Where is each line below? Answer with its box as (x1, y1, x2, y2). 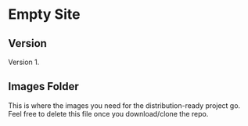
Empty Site (8, 5, 81, 23)
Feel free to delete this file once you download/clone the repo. (8, 109, 209, 118)
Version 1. (8, 57, 40, 67)
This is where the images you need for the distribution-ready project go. (8, 100, 241, 110)
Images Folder (8, 80, 80, 93)
